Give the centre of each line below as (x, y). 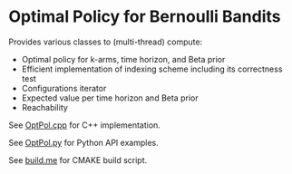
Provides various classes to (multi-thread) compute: (106, 42)
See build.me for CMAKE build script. (78, 159)
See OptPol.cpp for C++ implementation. (84, 125)
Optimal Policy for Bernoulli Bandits (145, 17)
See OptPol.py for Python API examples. (84, 142)
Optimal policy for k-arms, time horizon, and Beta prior (123, 59)
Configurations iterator (64, 88)
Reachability (45, 107)
